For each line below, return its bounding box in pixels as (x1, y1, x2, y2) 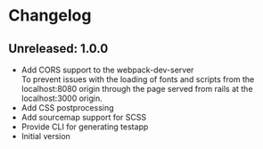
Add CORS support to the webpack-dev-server (21, 64, 194, 75)
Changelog (8, 5, 92, 26)
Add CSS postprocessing (21, 103, 114, 112)
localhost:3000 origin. (21, 93, 103, 103)
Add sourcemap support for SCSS (21, 112, 147, 122)
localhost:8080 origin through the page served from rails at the (21, 84, 253, 94)
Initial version (21, 131, 70, 141)
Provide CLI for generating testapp (21, 121, 149, 132)
